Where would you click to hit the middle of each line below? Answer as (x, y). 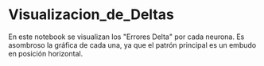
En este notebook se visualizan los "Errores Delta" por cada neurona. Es (126, 37)
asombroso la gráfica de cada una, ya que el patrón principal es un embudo (132, 45)
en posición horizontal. (46, 53)
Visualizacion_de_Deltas (91, 15)
